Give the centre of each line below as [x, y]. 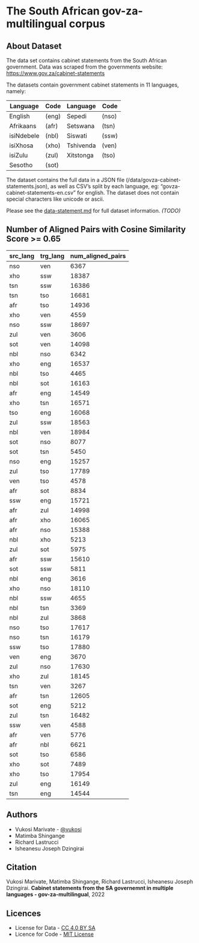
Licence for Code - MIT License [54, 934]
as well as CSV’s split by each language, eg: [105, 186]
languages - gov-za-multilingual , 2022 [56, 894]
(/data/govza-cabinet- [154, 180]
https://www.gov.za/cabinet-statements [56, 73]
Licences [24, 913]
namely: [16, 91]
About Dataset [34, 46]
